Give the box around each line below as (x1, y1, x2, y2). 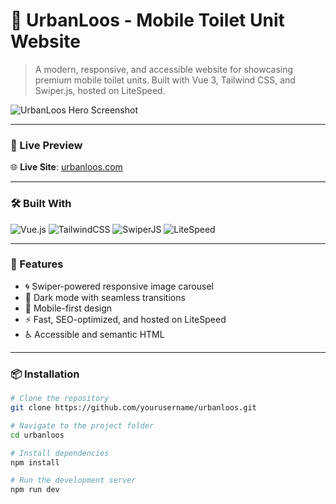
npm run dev (10, 485, 60, 495)
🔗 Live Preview (10, 138, 83, 152)
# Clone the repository (10, 394, 110, 404)
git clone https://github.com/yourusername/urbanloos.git (10, 403, 257, 413)
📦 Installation (10, 367, 80, 381)
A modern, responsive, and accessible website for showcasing (34, 63, 294, 75)
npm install (10, 457, 60, 468)
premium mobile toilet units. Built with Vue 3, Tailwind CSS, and (34, 74, 296, 86)
